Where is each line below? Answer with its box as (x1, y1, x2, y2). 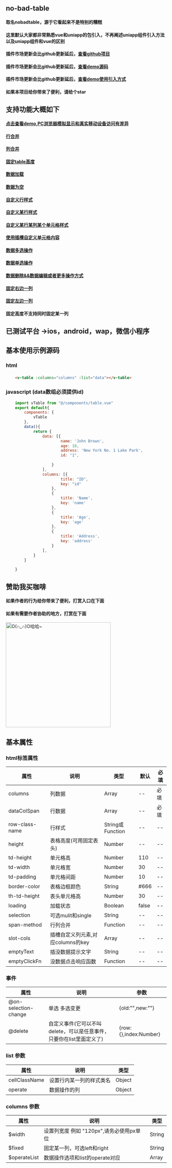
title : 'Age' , (60, 515, 91, 520)
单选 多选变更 (48, 1005, 81, 1012)
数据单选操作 (6, 260, 33, 266)
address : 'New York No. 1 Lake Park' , (60, 448, 143, 453)
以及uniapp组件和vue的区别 (6, 38, 65, 44)
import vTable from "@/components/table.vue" (15, 400, 114, 406)
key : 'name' (60, 500, 86, 506)
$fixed (8, 1144, 24, 1151)
